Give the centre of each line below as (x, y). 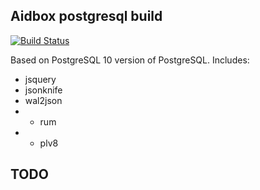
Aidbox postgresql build (86, 16)
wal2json (43, 100)
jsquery (40, 79)
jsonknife (43, 90)
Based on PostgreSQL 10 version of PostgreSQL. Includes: (130, 60)
